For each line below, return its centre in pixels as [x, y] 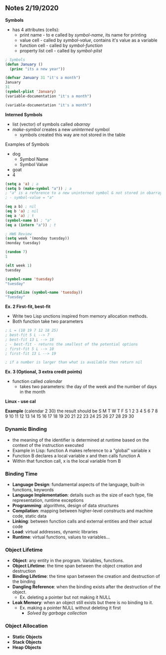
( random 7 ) [16, 252]
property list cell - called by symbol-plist [61, 50]
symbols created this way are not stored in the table [72, 134]
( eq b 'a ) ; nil [22, 211]
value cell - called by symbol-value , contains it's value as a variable [88, 40]
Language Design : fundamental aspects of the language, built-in [78, 484]
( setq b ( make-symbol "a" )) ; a [38, 188]
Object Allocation [26, 626]
